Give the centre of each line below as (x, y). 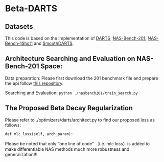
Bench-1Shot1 (19, 43)
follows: (13, 125)
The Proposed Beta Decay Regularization (69, 108)
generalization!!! (21, 154)
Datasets (19, 27)
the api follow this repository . (34, 83)
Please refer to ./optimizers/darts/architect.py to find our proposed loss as (80, 120)
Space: (51, 66)
